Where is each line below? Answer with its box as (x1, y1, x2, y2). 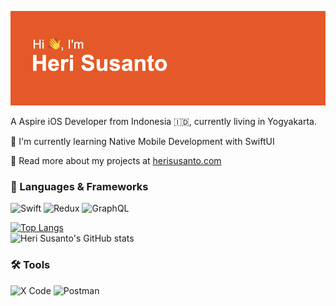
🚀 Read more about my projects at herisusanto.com (10, 155, 222, 167)
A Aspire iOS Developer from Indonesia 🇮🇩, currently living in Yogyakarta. (10, 116, 317, 128)
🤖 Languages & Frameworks (10, 180, 149, 194)
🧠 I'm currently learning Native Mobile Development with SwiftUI (10, 136, 275, 148)
